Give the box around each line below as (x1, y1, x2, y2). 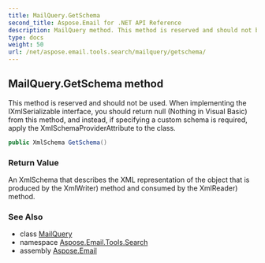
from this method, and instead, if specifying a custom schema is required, (8, 115, 248, 124)
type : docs (8, 33, 44, 42)
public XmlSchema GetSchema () (8, 139, 108, 146)
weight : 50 (8, 41, 44, 49)
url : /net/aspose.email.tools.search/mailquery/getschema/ (8, 48, 207, 56)
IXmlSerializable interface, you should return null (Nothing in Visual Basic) (8, 106, 248, 116)
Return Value (8, 157, 59, 168)
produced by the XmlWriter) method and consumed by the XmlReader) (8, 183, 238, 193)
